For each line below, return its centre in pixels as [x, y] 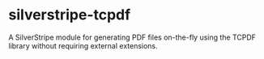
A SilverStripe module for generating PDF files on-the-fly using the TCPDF [132, 37]
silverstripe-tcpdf [70, 15]
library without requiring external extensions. [83, 45]
